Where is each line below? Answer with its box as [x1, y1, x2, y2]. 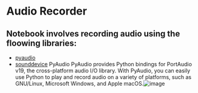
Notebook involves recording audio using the [6, 29, 180, 39]
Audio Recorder [6, 4, 87, 18]
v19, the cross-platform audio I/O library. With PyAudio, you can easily [15, 67, 191, 74]
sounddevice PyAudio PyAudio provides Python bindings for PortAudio [15, 61, 193, 67]
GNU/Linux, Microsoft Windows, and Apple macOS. [15, 80, 144, 87]
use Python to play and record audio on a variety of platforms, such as [15, 74, 192, 80]
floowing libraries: [6, 38, 77, 48]
